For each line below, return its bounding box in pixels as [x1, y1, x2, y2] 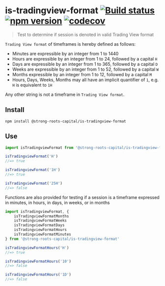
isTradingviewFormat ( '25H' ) [5, 181, 63, 186]
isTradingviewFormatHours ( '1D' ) [5, 272, 71, 277]
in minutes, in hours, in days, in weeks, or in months [5, 200, 110, 205]
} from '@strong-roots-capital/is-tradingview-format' [5, 236, 120, 241]
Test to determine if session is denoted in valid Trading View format [17, 31, 154, 37]
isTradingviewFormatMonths [14, 214, 69, 219]
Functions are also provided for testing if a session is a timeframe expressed [5, 194, 160, 200]
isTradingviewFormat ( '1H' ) [5, 168, 60, 172]
